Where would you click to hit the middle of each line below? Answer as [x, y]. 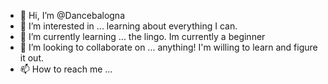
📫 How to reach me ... [66, 69]
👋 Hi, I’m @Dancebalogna [72, 15]
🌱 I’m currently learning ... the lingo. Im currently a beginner [142, 36]
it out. [31, 58]
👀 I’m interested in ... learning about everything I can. [128, 26]
